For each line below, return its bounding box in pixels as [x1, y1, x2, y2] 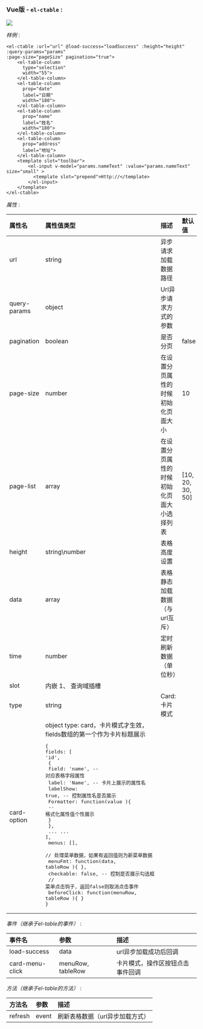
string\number [45, 548, 86, 556]
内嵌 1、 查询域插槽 [45, 682, 101, 690]
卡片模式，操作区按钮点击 [116, 959, 189, 967]
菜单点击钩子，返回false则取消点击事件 [45, 883, 139, 890]
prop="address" [22, 141, 61, 147]
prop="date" [22, 86, 53, 92]
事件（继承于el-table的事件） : [6, 920, 82, 927]
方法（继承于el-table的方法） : [6, 985, 82, 992]
